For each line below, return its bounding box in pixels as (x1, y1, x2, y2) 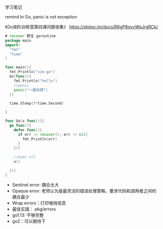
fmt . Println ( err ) (22, 136, 57, 142)
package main (5, 38, 32, 43)
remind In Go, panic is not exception (5, 14, 78, 19)
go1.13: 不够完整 (12, 213, 44, 218)
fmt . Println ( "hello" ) (14, 78, 57, 83)
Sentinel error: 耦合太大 (12, 182, 59, 188)
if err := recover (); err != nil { (17, 132, 88, 137)
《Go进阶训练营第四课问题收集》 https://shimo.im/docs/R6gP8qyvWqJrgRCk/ (5, 24, 158, 30)
